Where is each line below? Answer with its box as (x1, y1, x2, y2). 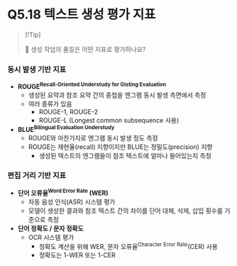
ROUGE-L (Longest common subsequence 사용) (38, 116, 180, 124)
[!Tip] (24, 30, 41, 39)
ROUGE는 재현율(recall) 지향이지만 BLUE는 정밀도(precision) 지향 (28, 143, 213, 151)
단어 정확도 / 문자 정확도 (17, 224, 84, 233)
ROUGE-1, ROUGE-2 (38, 107, 98, 116)
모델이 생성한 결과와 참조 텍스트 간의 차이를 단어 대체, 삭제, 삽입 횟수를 (28, 206, 224, 215)
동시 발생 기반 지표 (7, 65, 67, 74)
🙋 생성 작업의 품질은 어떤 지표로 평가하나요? (24, 45, 146, 53)
